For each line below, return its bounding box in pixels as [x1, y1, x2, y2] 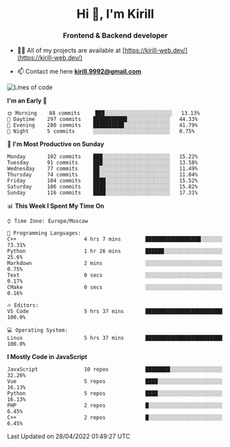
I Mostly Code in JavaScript [7, 353, 88, 361]
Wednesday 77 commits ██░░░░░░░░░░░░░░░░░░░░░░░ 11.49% [7, 165, 198, 173]
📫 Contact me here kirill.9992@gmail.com [16, 67, 142, 76]
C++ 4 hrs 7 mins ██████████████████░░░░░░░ [7, 236, 223, 243]
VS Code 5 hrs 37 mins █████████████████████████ [7, 308, 223, 315]
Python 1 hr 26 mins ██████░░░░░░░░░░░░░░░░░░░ [7, 248, 223, 255]
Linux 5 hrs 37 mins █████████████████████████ [7, 335, 223, 342]
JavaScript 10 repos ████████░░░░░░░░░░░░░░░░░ [7, 366, 223, 373]
